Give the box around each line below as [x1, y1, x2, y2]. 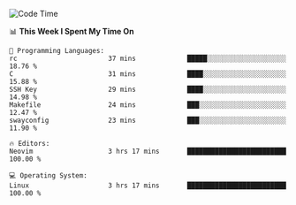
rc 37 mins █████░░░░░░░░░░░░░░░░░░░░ [9, 54, 287, 63]
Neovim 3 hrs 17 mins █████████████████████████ [9, 147, 287, 156]
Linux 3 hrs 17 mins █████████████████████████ [9, 181, 287, 190]
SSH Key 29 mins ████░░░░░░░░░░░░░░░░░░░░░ [9, 85, 287, 94]
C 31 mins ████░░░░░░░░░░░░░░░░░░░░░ [9, 70, 287, 79]
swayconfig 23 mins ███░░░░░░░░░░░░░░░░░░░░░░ [9, 116, 287, 125]
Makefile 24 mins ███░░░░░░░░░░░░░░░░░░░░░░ [9, 101, 287, 110]
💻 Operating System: [9, 171, 88, 180]
